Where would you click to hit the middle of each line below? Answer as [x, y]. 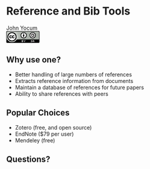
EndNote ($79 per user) [44, 134]
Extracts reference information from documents [74, 81]
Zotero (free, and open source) [53, 127]
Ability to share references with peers [61, 94]
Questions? [28, 159]
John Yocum [22, 28]
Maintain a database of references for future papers [80, 87]
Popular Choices [38, 113]
